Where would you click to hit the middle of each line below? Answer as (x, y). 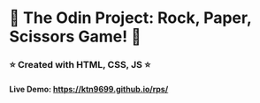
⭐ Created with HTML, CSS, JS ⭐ (80, 65)
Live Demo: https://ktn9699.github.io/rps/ (89, 89)
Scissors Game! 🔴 (75, 37)
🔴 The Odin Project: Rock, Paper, (130, 18)
